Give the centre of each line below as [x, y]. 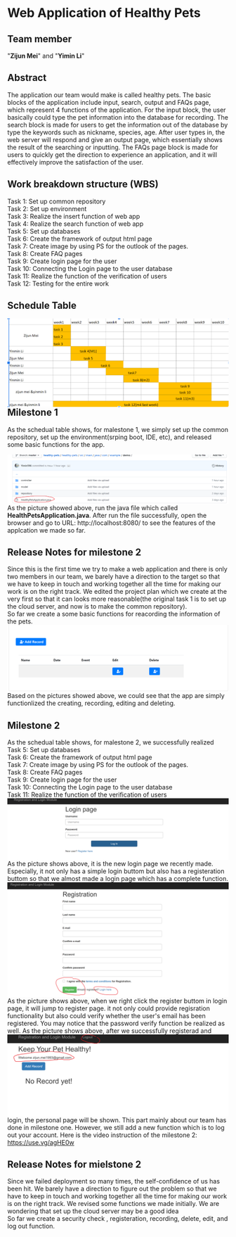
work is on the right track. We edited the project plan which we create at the [117, 592]
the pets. [20, 621]
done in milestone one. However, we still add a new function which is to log [116, 1127]
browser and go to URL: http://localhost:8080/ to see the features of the [111, 523]
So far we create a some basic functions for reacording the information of [114, 614]
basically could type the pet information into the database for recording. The [118, 117]
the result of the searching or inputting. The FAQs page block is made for [113, 147]
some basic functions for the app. [56, 444]
